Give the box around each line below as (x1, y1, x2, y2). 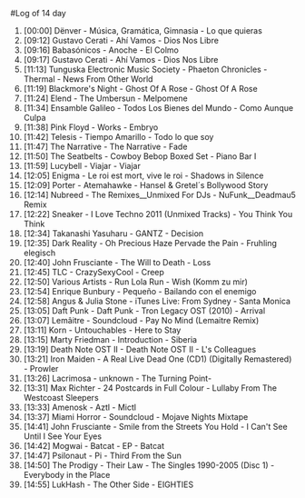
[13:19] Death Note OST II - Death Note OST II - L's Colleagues (23, 344, 257, 354)
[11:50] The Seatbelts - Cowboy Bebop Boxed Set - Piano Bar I (23, 151, 257, 162)
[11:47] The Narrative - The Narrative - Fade (23, 141, 188, 152)
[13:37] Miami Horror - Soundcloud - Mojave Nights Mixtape (23, 412, 249, 422)
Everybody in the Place (23, 470, 111, 480)
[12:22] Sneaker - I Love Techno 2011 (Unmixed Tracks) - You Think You (23, 209, 293, 219)
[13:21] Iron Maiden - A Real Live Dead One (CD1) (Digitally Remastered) (23, 354, 292, 364)
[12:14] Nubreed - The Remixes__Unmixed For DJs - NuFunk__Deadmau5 (23, 190, 296, 200)
